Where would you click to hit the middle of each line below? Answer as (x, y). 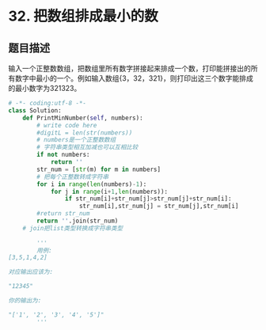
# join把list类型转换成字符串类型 (73, 228)
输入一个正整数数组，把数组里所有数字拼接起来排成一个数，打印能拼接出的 (129, 68)
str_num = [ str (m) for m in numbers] (99, 169)
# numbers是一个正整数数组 (76, 140)
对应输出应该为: (31, 272)
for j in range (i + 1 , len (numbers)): (109, 192)
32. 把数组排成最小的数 (83, 16)
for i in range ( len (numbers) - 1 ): (92, 184)
